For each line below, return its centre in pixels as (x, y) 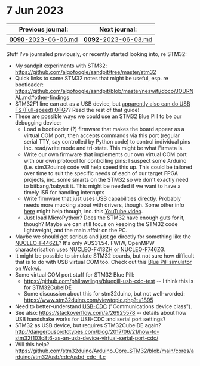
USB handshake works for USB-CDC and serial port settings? (90, 319)
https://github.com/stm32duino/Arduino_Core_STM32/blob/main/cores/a (104, 351)
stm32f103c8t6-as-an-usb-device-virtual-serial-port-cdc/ (87, 338)
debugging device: (38, 122)
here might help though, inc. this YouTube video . (83, 211)
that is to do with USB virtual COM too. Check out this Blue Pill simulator (103, 262)
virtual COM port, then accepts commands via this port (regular (102, 135)
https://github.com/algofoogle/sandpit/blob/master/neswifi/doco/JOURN (104, 91)
